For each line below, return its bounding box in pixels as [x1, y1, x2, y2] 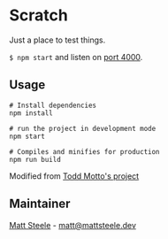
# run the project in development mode [9, 124, 157, 133]
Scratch [9, 5, 68, 26]
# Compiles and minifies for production [9, 147, 161, 156]
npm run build [9, 155, 62, 164]
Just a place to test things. [9, 35, 106, 45]
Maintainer [9, 197, 71, 212]
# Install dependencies [9, 101, 97, 110]
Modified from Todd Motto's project [9, 170, 140, 181]
